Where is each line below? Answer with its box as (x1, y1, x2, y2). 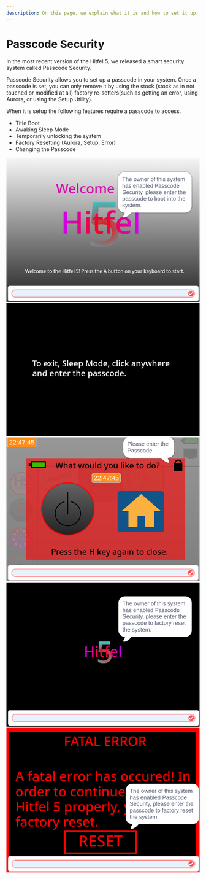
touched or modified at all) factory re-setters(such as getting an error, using (6, 89, 198, 96)
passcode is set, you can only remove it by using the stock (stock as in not (6, 82, 195, 90)
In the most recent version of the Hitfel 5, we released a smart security (6, 57, 185, 64)
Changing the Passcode (15, 145, 76, 153)
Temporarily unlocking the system (15, 132, 102, 139)
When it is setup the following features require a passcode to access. (6, 107, 181, 115)
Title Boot (15, 119, 40, 126)
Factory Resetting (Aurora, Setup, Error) (15, 139, 116, 146)
